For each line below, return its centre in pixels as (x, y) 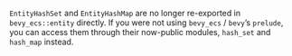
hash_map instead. (42, 42)
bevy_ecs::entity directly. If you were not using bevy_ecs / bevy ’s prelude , (146, 23)
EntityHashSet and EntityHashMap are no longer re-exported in (125, 13)
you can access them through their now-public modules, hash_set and (140, 32)
